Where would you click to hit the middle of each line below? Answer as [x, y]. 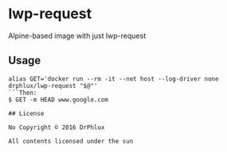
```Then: [23, 93]
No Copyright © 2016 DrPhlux [57, 127]
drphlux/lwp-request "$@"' [53, 85]
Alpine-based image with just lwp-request [77, 36]
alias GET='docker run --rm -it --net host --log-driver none [113, 79]
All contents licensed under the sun [71, 141]
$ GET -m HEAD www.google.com [59, 100]
